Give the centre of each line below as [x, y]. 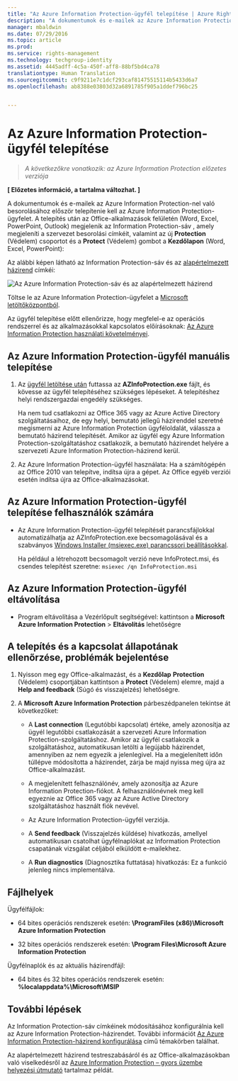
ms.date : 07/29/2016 [38, 34]
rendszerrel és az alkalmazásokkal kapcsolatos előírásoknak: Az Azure [110, 326]
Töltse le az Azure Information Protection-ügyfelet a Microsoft [98, 298]
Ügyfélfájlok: [26, 909]
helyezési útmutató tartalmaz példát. [61, 1070]
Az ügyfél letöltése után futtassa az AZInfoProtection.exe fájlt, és [114, 384]
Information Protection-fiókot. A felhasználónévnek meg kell [116, 791]
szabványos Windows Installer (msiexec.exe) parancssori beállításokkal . [123, 545]
